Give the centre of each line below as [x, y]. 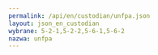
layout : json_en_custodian [54, 23]
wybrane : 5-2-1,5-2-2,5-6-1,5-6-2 [67, 31]
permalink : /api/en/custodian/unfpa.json [79, 16]
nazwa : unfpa [30, 38]
